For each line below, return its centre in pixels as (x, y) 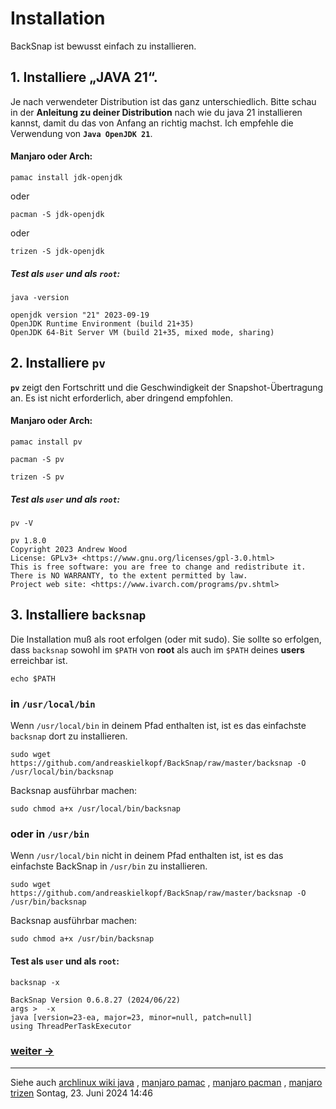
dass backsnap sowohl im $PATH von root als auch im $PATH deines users (157, 649)
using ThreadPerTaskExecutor (71, 1026)
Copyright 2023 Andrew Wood (69, 549)
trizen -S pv (37, 477)
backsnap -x (35, 982)
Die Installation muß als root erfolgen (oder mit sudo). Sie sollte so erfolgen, (166, 639)
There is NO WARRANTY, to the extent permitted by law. (129, 575)
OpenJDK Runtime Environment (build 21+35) (102, 323)
